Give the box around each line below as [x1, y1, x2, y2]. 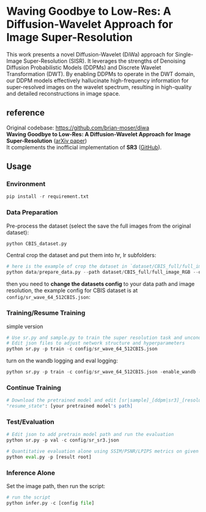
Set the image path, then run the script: [6, 483, 105, 490]
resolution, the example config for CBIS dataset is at [6, 287, 138, 294]
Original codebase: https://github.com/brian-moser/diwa [6, 124, 150, 131]
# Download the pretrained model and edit [6, 397, 116, 403]
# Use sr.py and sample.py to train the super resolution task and [6, 335, 183, 341]
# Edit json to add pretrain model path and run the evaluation [6, 432, 174, 438]
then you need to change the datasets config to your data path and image [6, 281, 195, 288]
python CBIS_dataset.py [6, 241, 67, 247]
